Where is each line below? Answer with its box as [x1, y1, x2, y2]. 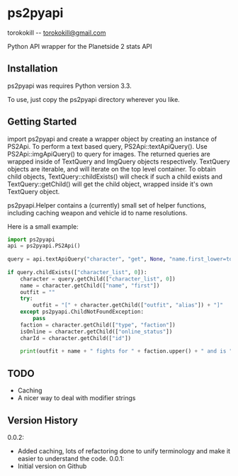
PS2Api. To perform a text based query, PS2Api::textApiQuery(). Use [7, 142, 208, 150]
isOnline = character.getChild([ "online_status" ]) [20, 328, 173, 335]
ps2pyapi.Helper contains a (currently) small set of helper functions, [7, 200, 207, 210]
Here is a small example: [7, 222, 79, 231]
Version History [7, 414, 78, 426]
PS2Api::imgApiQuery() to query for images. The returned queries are [7, 149, 211, 158]
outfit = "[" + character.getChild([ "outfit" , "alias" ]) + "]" [33, 302, 223, 309]
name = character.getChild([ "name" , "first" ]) [20, 282, 160, 289]
